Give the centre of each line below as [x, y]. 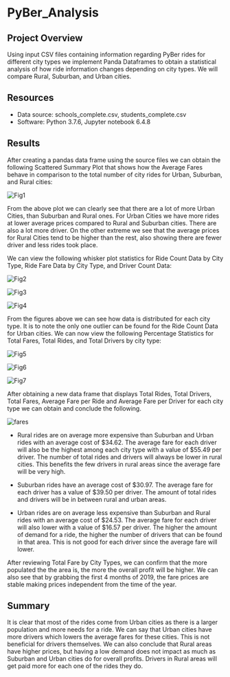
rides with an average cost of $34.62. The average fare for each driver [117, 442]
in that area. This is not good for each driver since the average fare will [117, 542]
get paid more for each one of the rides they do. [75, 666]
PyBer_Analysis [53, 13]
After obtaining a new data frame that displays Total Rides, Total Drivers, [110, 393]
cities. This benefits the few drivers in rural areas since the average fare [119, 464]
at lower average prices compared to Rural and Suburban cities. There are [112, 223]
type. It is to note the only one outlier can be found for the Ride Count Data [113, 326]
